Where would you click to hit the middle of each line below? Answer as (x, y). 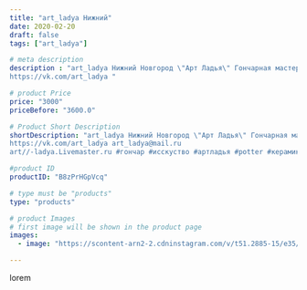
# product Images (42, 218)
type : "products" (42, 202)
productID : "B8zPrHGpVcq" (58, 177)
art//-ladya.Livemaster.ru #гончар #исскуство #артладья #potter (136, 152)
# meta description (47, 60)
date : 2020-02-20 (42, 26)
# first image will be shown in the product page (106, 227)
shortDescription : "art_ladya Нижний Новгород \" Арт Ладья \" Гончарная (148, 135)
